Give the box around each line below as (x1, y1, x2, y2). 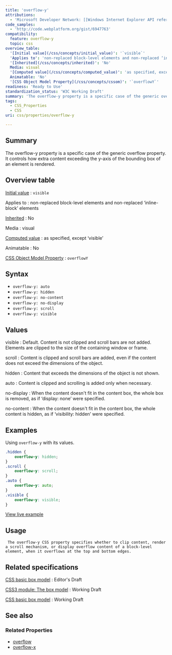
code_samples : (5, 22, 36, 27)
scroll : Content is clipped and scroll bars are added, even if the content (5, 355, 156, 361)
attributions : (5, 12, 36, 17)
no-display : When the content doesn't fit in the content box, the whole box (5, 390, 164, 396)
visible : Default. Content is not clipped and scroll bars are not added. (5, 339, 152, 345)
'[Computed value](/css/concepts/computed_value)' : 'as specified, (10, 70, 157, 75)
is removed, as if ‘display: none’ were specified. (5, 396, 105, 402)
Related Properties (5, 627, 53, 634)
